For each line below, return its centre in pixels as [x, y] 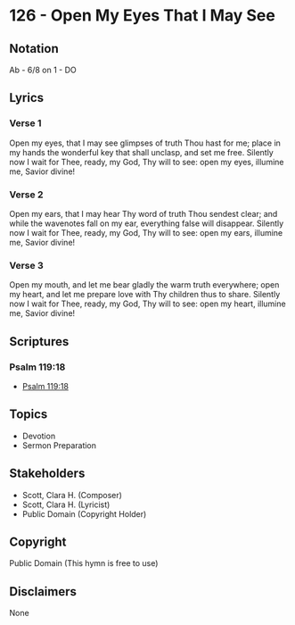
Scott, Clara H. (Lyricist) [66, 504]
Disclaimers [43, 592]
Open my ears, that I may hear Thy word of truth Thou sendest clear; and [143, 213]
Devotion [39, 436]
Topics [29, 415]
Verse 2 [26, 195]
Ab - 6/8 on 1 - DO [43, 70]
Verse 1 [25, 123]
